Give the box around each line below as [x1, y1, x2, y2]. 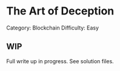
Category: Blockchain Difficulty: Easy [6, 24, 99, 31]
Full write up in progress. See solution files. [6, 57, 114, 64]
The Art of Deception [6, 4, 115, 18]
